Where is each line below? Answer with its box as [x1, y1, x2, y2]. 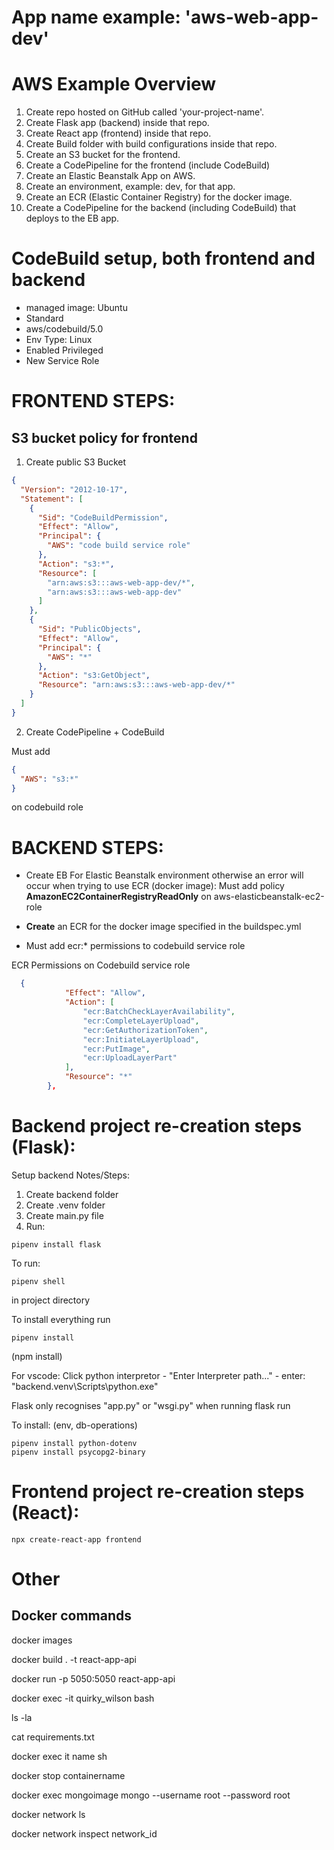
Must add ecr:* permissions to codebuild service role [25, 940, 246, 952]
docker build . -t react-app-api [11, 1653, 137, 1665]
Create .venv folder [25, 1199, 106, 1211]
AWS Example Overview [11, 73, 217, 96]
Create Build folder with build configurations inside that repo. [25, 138, 278, 150]
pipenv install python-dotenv [11, 1438, 138, 1448]
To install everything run [11, 1313, 111, 1325]
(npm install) [11, 1350, 63, 1362]
